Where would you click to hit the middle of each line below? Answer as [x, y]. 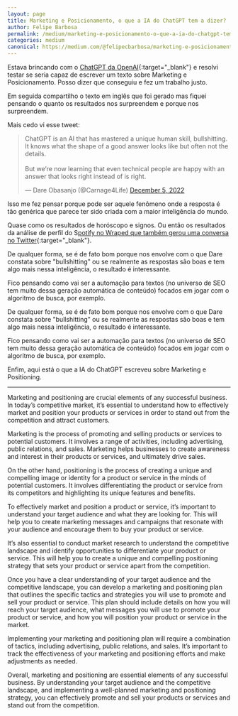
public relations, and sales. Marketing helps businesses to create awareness [119, 449]
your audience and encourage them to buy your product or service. [106, 529]
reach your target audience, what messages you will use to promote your [114, 609]
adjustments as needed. [42, 661]
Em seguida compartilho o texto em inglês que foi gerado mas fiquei [107, 96]
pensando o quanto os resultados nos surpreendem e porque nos [103, 103]
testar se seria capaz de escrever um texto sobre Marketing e [97, 75]
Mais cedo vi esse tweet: [44, 125]
